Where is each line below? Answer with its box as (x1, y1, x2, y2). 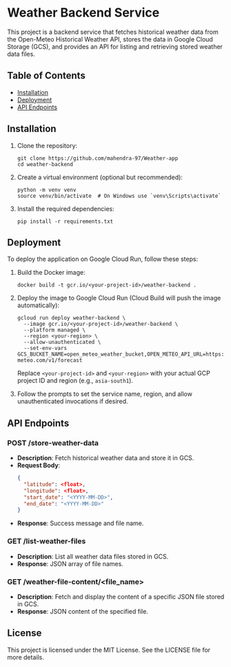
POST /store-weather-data (7, 438, 99, 448)
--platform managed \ (23, 327, 86, 333)
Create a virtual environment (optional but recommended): (17, 173, 183, 181)
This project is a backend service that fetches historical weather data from (7, 28, 219, 36)
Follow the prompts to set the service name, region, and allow (17, 390, 193, 399)
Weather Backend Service (7, 5, 160, 21)
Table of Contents (7, 70, 86, 82)
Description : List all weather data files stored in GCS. (17, 552, 169, 560)
